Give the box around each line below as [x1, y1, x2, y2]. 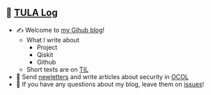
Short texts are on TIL [26, 65, 89, 74]
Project [36, 43, 58, 51]
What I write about [26, 35, 80, 44]
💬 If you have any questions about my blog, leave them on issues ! [15, 80, 205, 88]
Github [36, 58, 56, 66]
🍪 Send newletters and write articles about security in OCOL [15, 72, 189, 80]
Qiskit [36, 50, 54, 59]
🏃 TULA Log [6, 7, 58, 19]
